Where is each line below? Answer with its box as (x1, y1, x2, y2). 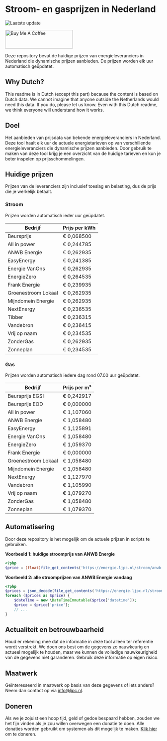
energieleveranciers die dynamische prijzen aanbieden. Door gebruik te (5, 145, 152, 151)
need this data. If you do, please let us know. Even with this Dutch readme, (5, 101, 158, 108)
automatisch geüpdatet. (5, 63, 54, 69)
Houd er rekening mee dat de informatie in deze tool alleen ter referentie (5, 639, 153, 645)
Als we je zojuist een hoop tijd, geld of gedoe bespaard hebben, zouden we (5, 715, 160, 721)
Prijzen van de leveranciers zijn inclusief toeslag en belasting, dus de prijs (5, 183, 157, 189)
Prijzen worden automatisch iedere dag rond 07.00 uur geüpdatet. (5, 372, 140, 378)
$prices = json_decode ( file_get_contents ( (5, 589, 94, 593)
